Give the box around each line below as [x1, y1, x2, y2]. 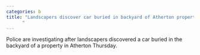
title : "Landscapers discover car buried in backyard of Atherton [6, 14, 174, 20]
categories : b [6, 8, 42, 15]
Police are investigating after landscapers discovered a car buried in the [6, 36, 183, 43]
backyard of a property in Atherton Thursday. [6, 42, 117, 49]
